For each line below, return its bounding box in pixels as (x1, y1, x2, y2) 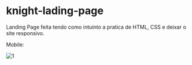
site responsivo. (6, 29, 45, 36)
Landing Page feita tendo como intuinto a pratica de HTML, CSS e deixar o (6, 23, 187, 30)
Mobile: (6, 41, 25, 48)
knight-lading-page (6, 4, 104, 18)
